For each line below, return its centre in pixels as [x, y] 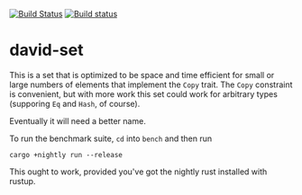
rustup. [23, 181]
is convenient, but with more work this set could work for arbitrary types [143, 93]
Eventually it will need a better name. [78, 120]
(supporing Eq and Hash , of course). [75, 103]
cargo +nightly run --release [66, 155]
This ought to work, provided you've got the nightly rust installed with [138, 172]
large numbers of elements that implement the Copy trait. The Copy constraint [151, 84]
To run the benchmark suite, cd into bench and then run [111, 138]
